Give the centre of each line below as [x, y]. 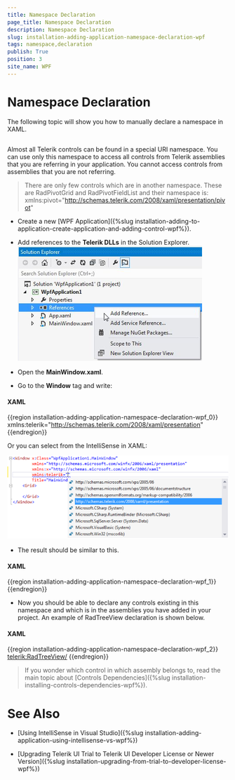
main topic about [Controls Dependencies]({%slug [97, 678]
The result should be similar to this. [68, 550]
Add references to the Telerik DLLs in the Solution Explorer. [103, 243]
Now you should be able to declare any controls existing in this [108, 603]
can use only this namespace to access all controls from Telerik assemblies [116, 157]
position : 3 [25, 60]
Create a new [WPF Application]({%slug [75, 222]
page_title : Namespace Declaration [59, 22]
